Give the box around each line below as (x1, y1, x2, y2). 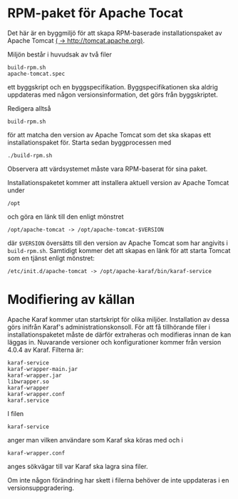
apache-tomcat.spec (7, 70, 66, 77)
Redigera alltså (7, 104, 51, 112)
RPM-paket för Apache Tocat (7, 5, 184, 21)
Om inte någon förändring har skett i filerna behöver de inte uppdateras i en (7, 475, 229, 484)
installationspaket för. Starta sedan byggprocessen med (7, 138, 172, 147)
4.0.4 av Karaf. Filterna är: (7, 345, 84, 354)
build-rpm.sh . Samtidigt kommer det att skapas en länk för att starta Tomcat (7, 246, 231, 255)
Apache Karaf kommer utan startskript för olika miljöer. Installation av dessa (7, 315, 229, 323)
